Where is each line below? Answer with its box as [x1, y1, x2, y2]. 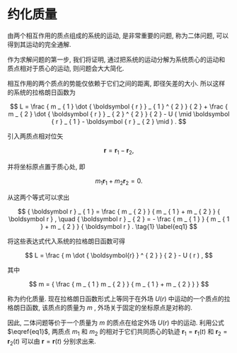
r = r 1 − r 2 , [103, 146, 134, 156]
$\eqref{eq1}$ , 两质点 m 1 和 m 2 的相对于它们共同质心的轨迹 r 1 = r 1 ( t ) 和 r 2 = [7, 327, 228, 337]
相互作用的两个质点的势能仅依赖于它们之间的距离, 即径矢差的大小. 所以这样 [7, 79, 225, 87]
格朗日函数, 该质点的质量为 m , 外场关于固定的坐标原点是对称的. [7, 303, 193, 312]
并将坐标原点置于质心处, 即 [7, 162, 86, 171]
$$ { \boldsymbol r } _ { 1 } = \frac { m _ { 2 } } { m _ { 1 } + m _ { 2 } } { [17, 207, 221, 215]
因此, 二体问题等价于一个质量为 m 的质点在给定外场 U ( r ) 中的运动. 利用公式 [7, 318, 224, 327]
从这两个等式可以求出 [7, 193, 69, 201]
